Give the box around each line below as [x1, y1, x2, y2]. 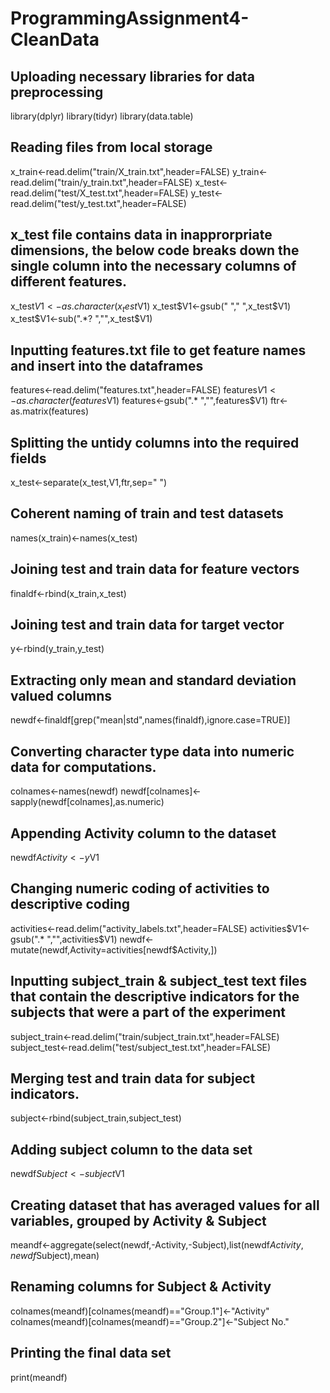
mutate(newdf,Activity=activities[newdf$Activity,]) [10, 943, 218, 956]
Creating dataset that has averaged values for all [10, 1197, 320, 1214]
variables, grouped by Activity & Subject [10, 1212, 267, 1229]
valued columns [10, 687, 113, 704]
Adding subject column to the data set [10, 1141, 253, 1158]
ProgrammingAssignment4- [10, 7, 250, 30]
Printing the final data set [10, 1345, 172, 1362]
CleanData [10, 28, 100, 51]
